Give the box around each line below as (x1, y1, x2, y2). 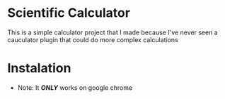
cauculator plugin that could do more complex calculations (7, 35, 178, 44)
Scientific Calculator (7, 5, 131, 21)
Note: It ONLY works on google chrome (17, 83, 133, 92)
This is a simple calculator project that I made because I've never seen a (7, 28, 218, 37)
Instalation (7, 60, 71, 77)
